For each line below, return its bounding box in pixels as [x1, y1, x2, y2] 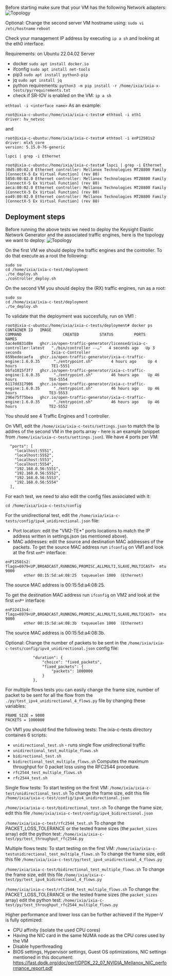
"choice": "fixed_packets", [42, 659, 102, 665]
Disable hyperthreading [12, 943, 63, 949]
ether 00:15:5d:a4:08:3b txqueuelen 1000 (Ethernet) [24, 620, 144, 626]
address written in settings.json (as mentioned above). [12, 533, 128, 539]
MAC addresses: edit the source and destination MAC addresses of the [12, 538, 163, 544]
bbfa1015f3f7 [5, 367, 33, 373]
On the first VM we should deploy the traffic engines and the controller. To [5, 247, 162, 253]
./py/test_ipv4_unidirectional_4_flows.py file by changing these [5, 697, 146, 704]
